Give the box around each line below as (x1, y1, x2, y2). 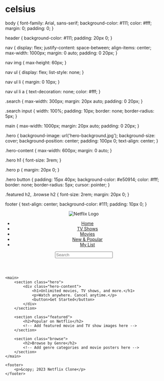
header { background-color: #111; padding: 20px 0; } (5, 35, 113, 41)
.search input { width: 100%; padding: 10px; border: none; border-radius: (5, 108, 155, 114)
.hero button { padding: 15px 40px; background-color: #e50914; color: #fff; (5, 176, 160, 183)
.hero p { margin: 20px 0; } (5, 167, 60, 173)
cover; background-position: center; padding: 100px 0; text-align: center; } (5, 138, 159, 144)
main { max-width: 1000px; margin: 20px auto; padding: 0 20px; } (5, 123, 140, 129)
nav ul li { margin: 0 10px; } (5, 79, 60, 85)
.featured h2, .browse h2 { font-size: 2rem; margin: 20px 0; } (5, 191, 130, 197)
